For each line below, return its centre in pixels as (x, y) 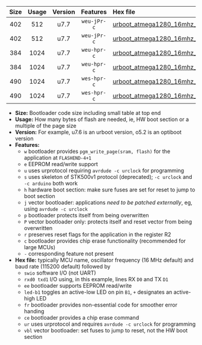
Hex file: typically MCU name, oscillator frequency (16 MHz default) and (104, 260)
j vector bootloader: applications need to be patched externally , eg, (108, 202)
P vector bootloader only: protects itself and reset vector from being (108, 222)
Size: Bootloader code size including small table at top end (88, 113)
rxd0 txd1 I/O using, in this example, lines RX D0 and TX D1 (96, 279)
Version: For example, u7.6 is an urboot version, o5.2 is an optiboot (98, 132)
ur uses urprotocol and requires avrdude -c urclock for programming (110, 324)
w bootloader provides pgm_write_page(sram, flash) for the (97, 151)
